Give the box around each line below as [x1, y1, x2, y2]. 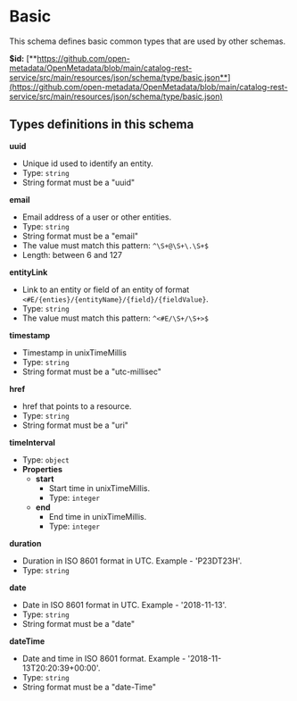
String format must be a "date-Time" [21, 681, 157, 692]
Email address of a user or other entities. [21, 212, 172, 222]
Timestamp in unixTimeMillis [21, 346, 128, 358]
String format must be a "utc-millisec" [21, 366, 162, 377]
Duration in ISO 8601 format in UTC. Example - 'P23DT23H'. [21, 555, 243, 566]
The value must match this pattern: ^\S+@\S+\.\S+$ [21, 239, 210, 251]
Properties [21, 463, 63, 474]
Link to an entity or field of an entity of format [21, 284, 190, 295]
